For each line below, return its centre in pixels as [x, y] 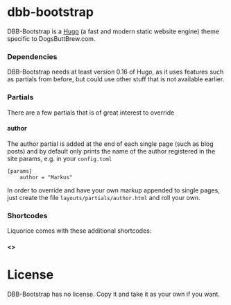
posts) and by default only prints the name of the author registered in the [111, 151]
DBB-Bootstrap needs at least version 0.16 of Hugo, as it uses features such [115, 72]
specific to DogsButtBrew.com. [51, 38]
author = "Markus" [46, 177]
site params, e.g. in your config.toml [60, 158]
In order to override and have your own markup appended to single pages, [113, 190]
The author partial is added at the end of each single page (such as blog [110, 144]
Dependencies [32, 56]
